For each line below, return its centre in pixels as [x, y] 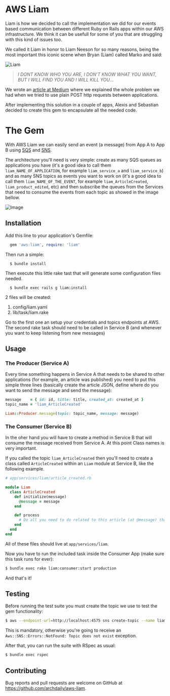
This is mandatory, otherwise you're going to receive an [63, 630]
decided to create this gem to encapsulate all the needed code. [71, 110]
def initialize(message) [40, 497]
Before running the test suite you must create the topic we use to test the [81, 606]
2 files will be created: [28, 297]
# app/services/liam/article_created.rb [49, 478]
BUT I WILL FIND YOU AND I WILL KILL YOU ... [66, 80]
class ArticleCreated [33, 492]
